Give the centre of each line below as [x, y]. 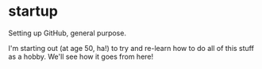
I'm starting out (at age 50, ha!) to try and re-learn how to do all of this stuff [131, 48]
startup [33, 11]
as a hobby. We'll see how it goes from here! [81, 56]
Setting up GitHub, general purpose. [67, 33]
